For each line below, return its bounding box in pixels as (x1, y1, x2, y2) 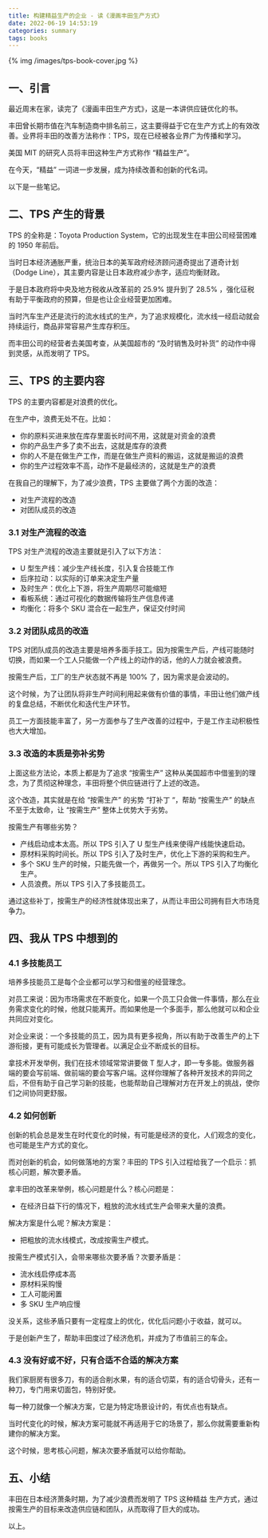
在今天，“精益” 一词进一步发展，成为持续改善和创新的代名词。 (8, 165, 213, 174)
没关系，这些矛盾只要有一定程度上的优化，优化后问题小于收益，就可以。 (8, 1316, 246, 1325)
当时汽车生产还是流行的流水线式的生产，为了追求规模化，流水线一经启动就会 (8, 311, 260, 321)
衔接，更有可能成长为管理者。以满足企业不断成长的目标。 (14, 1041, 204, 1051)
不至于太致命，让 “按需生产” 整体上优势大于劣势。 (8, 805, 173, 815)
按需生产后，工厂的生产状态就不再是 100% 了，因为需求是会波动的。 (8, 672, 234, 682)
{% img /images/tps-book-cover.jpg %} (8, 56, 138, 66)
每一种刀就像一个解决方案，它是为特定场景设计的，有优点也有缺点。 (8, 1401, 232, 1411)
